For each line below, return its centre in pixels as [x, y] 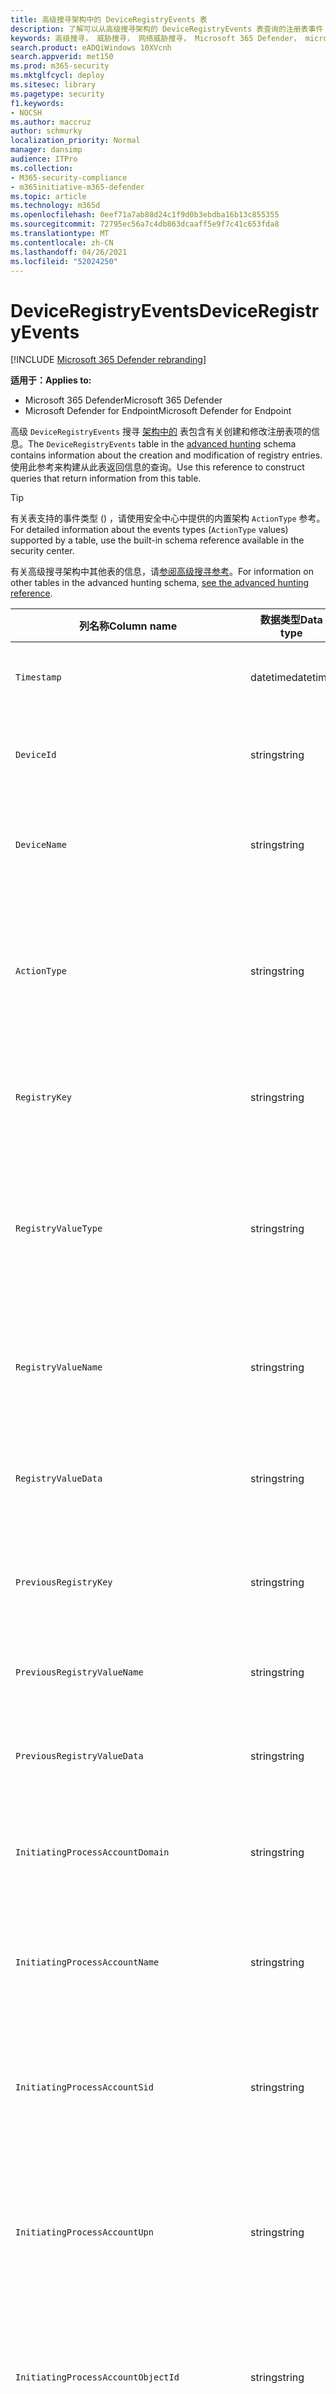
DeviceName [41, 845]
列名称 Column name [128, 626]
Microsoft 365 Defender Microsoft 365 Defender [123, 400]
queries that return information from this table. [106, 478]
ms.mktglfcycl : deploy [57, 76]
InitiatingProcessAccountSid [84, 2087]
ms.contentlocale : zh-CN [62, 242]
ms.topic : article [48, 196]
